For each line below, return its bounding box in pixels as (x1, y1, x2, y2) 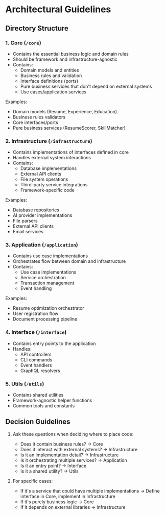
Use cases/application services (20, 88, 87, 95)
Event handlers (20, 362, 52, 368)
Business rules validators (12, 114, 65, 120)
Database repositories (12, 207, 60, 213)
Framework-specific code (20, 187, 75, 193)
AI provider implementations (12, 212, 73, 218)
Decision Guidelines (5, 418, 70, 426)
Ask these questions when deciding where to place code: (12, 431, 134, 437)
